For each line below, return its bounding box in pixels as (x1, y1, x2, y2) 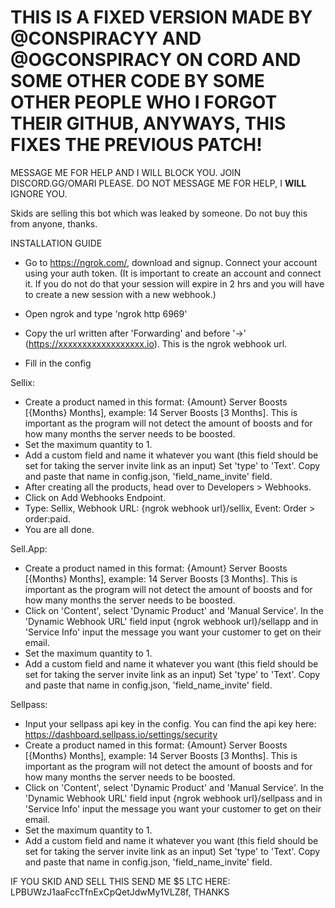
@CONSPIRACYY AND (10, 27, 202, 50)
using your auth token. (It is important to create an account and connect (24, 267, 322, 279)
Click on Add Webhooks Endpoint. (24, 491, 167, 503)
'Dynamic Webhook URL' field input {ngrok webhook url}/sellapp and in (24, 615, 319, 627)
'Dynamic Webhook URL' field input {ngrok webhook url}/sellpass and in (24, 792, 323, 804)
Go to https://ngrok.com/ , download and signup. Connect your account (24, 256, 318, 268)
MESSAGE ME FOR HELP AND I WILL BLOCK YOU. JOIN (10, 166, 242, 178)
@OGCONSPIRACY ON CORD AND (10, 49, 302, 71)
